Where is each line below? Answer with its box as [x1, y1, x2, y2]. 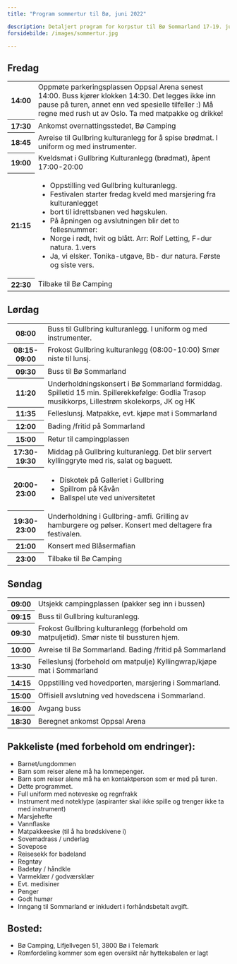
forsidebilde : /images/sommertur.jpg [7, 30, 119, 37]
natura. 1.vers [49, 242, 97, 252]
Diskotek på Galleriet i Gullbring [59, 475, 164, 485]
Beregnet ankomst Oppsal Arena [37, 716, 146, 726]
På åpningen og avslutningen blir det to [49, 216, 180, 226]
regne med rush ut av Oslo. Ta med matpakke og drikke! [37, 109, 224, 119]
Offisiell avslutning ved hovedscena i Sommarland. [37, 690, 206, 700]
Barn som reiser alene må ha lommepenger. [17, 767, 145, 775]
